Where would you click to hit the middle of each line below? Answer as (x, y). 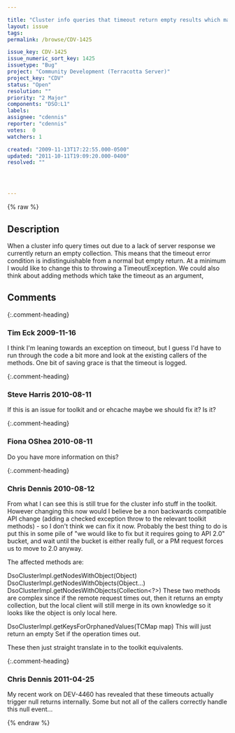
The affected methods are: (45, 562)
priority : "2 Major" (37, 98)
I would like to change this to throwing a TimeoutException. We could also (114, 268)
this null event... (30, 709)
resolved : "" (26, 163)
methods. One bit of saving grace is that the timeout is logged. (97, 363)
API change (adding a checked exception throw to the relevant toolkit (107, 519)
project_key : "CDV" (36, 78)
